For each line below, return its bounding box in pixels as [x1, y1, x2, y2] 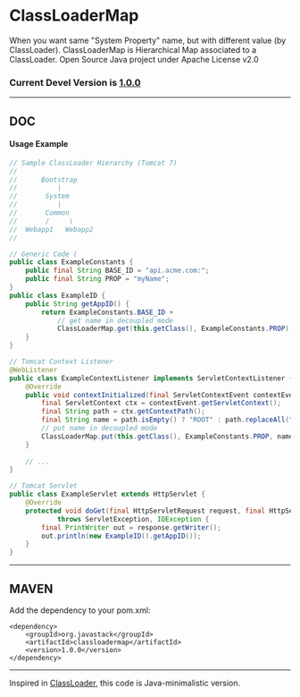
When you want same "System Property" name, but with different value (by [9, 35, 287, 46]
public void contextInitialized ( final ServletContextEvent [25, 390, 250, 399]
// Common [9, 208, 70, 217]
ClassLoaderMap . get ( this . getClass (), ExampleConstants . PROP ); [56, 324, 294, 334]
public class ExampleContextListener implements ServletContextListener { [9, 373, 294, 383]
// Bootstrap [9, 175, 78, 184]
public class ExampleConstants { [9, 258, 134, 267]
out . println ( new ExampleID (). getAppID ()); [41, 531, 202, 540]
